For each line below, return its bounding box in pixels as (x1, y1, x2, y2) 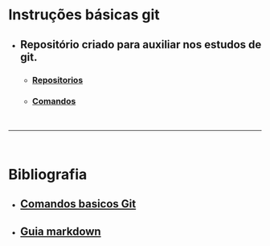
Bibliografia (8, 165, 88, 183)
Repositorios (31, 74, 84, 85)
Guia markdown (19, 224, 102, 238)
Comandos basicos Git (19, 197, 137, 211)
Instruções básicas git (8, 6, 160, 24)
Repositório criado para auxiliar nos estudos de (19, 38, 262, 51)
